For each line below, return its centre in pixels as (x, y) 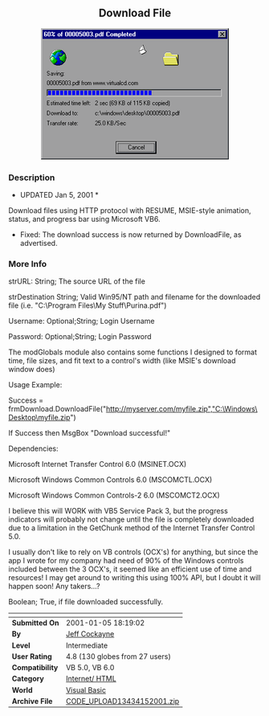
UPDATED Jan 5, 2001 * (59, 195)
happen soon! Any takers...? (54, 587)
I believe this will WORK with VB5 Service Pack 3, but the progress (118, 511)
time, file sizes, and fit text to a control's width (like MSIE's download (122, 361)
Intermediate (87, 645)
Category (28, 679)
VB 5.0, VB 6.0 (90, 668)
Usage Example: (35, 385)
